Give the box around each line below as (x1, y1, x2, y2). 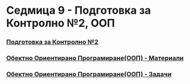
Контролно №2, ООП (6, 16, 115, 30)
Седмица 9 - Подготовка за (6, 4, 152, 17)
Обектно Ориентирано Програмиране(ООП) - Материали (6, 54, 184, 62)
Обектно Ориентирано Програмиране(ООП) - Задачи (6, 70, 172, 78)
